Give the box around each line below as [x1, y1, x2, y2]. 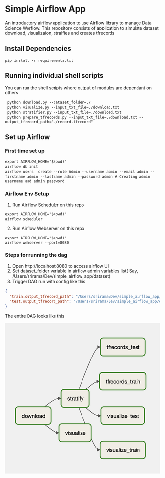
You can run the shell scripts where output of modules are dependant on [5, 85, 152, 90]
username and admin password [5, 179, 65, 184]
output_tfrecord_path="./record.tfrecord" [5, 119, 93, 124]
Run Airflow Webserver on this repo [12, 225, 85, 231]
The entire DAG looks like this [5, 313, 65, 319]
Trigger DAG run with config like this [12, 278, 86, 284]
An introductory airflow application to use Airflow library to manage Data [5, 20, 152, 26]
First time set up [5, 148, 45, 154]
